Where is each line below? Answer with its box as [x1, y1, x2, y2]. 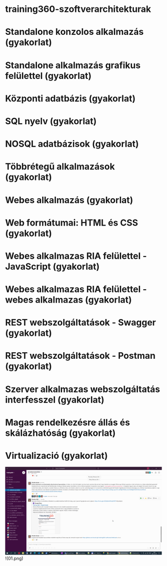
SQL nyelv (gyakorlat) [5, 115, 97, 127]
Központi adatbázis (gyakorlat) [5, 93, 136, 104]
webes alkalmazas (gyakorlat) [5, 294, 132, 306]
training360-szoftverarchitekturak [5, 3, 152, 15]
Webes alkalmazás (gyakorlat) [5, 194, 133, 206]
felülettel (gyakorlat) [5, 70, 92, 81]
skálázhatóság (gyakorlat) [5, 427, 116, 438]
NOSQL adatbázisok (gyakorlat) [5, 138, 139, 150]
